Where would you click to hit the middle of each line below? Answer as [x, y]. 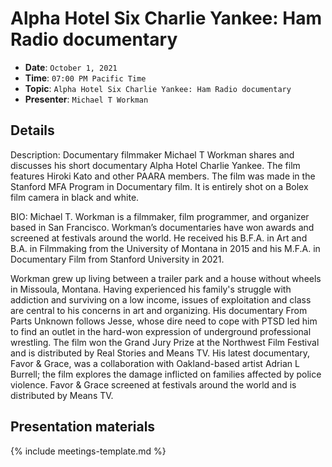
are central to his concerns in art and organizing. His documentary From [159, 310]
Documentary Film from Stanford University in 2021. [117, 259]
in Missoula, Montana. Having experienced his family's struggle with [151, 289]
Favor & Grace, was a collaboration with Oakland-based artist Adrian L [155, 363]
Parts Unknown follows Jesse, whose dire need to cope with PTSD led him [164, 321]
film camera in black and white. [75, 197]
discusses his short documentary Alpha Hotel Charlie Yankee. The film [155, 165]
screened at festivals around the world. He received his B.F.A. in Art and [159, 238]
